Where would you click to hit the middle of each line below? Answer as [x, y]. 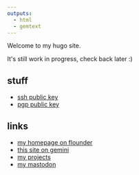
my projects [34, 157]
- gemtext [27, 26]
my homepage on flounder [55, 142]
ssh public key [38, 97]
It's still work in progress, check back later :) [70, 59]
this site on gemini [43, 150]
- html [23, 20]
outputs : [20, 13]
